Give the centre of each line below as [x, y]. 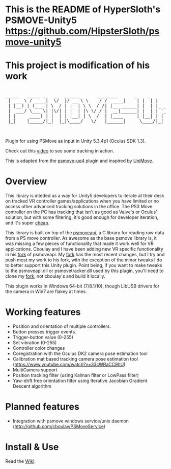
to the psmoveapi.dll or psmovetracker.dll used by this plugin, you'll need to [84, 271]
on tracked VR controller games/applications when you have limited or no [82, 201]
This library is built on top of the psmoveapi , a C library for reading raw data [85, 233]
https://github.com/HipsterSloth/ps [82, 31]
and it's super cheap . [27, 223]
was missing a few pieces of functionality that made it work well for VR [79, 243]
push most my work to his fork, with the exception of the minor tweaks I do [84, 260]
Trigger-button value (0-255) [43, 337]
